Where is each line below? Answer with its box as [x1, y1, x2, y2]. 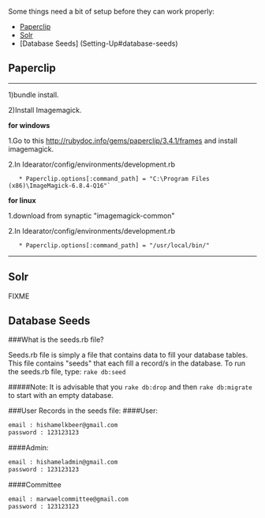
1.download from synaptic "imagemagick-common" [8, 211, 175, 220]
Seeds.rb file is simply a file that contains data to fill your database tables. [8, 351, 248, 360]
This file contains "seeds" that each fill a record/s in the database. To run [8, 358, 246, 368]
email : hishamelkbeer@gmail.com [8, 422, 118, 430]
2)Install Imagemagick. [8, 105, 82, 114]
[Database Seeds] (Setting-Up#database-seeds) [19, 39, 178, 48]
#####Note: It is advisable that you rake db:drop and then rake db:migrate [8, 382, 252, 392]
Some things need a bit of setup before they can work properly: [8, 7, 215, 16]
